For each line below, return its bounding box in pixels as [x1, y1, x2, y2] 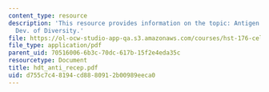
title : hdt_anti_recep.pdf [8, 64, 98, 72]
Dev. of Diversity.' [15, 26, 84, 34]
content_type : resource [8, 11, 88, 20]
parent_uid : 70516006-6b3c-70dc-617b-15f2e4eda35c [8, 49, 181, 57]
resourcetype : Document [8, 57, 88, 65]
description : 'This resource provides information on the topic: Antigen [8, 19, 260, 27]
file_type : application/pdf [8, 42, 102, 50]
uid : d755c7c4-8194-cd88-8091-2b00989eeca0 [8, 71, 156, 79]
